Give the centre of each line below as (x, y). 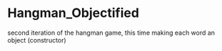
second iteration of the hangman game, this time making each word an (111, 33)
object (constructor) (37, 40)
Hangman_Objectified (73, 13)
